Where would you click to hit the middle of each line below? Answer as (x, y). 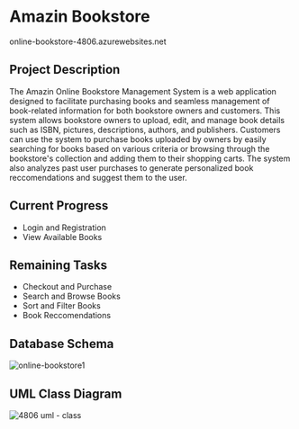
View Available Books (62, 237)
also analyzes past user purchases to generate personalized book (131, 167)
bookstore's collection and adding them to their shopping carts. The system (150, 158)
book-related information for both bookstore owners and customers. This (145, 111)
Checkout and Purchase (67, 287)
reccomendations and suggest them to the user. (98, 177)
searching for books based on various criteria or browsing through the (140, 148)
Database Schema (62, 344)
